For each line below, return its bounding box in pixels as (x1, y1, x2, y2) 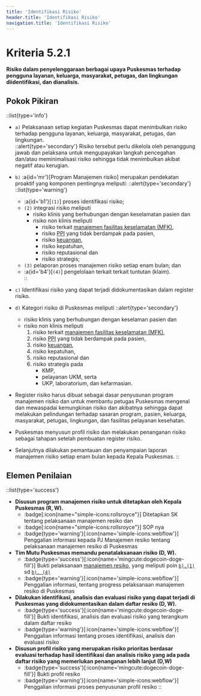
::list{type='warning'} (14, 186, 68, 194)
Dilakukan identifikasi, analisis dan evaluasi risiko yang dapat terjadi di (14, 593, 196, 601)
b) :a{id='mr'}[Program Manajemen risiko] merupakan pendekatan (14, 174, 179, 181)
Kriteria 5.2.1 (6, 46, 71, 60)
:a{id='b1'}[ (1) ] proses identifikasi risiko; (23, 198, 125, 205)
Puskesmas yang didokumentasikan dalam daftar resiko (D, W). (14, 600, 177, 607)
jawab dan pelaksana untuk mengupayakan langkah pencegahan (14, 149, 176, 156)
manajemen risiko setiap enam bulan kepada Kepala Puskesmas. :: (14, 453, 179, 460)
